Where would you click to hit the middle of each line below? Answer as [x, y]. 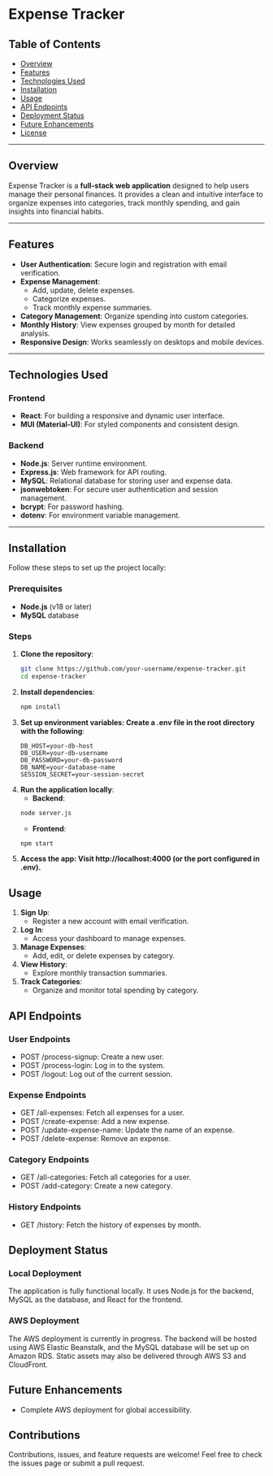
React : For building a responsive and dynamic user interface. [122, 416]
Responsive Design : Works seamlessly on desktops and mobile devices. [142, 341]
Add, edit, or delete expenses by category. [104, 956]
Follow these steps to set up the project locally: [87, 568]
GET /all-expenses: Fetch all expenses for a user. [102, 1113]
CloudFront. [28, 1364]
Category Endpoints [49, 1160]
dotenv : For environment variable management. [100, 515]
